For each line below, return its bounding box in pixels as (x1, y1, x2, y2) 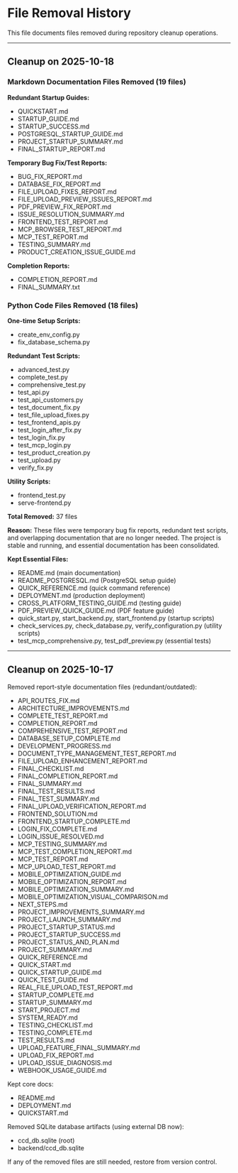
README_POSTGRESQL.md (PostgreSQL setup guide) (17, 576, 176, 584)
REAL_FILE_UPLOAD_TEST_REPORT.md (17, 983, 133, 991)
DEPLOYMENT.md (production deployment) (17, 591, 146, 599)
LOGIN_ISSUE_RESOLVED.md (17, 832, 104, 841)
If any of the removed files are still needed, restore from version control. (7, 1157, 217, 1166)
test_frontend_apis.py (17, 418, 81, 427)
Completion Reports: (7, 261, 70, 270)
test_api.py (17, 388, 50, 396)
